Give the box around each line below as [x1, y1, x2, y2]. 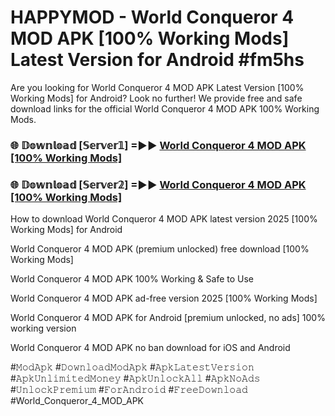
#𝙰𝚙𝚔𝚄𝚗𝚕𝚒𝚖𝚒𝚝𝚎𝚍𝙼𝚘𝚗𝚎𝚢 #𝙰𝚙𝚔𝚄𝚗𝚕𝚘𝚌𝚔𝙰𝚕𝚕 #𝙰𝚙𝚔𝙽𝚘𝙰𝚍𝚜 [10, 372, 261, 385]
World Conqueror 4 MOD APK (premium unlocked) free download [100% [10, 243, 310, 255]
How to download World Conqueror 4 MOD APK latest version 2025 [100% [10, 213, 318, 225]
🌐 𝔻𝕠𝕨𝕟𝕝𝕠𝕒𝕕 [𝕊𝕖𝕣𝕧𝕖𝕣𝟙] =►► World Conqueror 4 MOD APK [10, 138, 307, 152]
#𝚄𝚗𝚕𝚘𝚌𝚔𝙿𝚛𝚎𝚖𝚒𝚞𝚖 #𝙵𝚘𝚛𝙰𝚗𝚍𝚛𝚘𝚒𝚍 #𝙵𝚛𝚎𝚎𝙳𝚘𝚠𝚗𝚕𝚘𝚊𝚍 [10, 384, 248, 396]
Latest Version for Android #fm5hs [10, 49, 305, 71]
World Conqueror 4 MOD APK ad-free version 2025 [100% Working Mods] [10, 292, 318, 305]
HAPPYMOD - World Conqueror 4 [10, 6, 295, 29]
